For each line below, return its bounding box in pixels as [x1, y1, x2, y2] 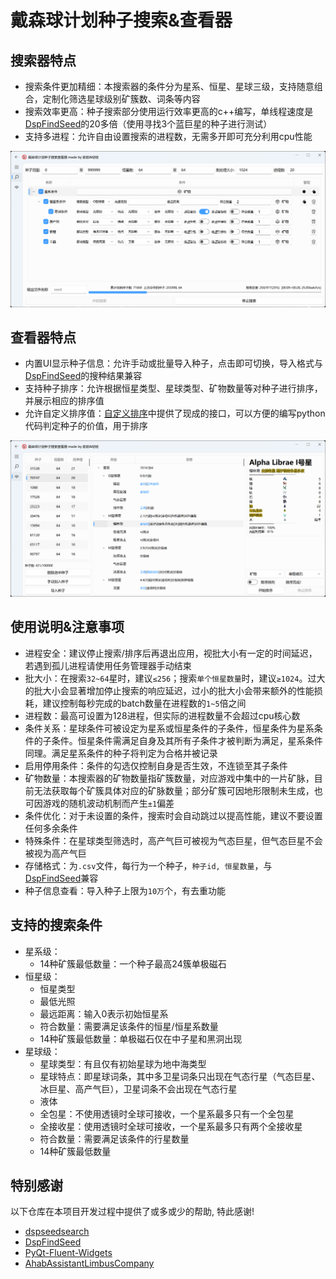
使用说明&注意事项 [10, 619, 125, 636]
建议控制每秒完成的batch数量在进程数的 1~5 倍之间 [42, 697, 247, 709]
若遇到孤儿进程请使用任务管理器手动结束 [24, 659, 192, 671]
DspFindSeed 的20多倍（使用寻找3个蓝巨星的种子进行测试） [24, 118, 273, 130]
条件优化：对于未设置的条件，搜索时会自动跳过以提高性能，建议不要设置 [24, 809, 323, 821]
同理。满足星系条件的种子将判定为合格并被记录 [24, 747, 218, 759]
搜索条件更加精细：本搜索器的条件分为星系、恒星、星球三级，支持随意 [24, 81, 315, 92]
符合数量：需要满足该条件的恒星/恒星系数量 [39, 1020, 219, 1032]
